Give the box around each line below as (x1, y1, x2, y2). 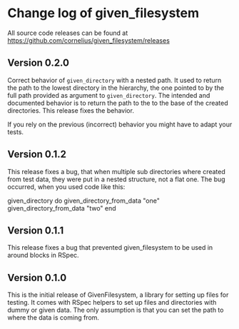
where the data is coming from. (7, 313, 100, 322)
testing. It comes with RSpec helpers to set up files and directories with (7, 298, 217, 307)
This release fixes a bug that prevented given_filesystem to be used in (7, 243, 213, 252)
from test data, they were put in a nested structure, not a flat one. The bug (7, 175, 226, 183)
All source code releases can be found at (7, 29, 128, 37)
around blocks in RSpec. (7, 251, 80, 260)
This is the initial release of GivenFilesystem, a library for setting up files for (7, 290, 229, 299)
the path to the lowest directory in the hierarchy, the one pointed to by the (7, 83, 225, 92)
